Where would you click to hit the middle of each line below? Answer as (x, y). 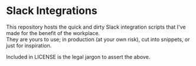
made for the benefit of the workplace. (53, 33)
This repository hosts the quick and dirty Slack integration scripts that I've (96, 27)
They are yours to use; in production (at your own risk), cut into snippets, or (98, 39)
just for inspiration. (29, 46)
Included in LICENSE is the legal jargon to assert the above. (78, 57)
